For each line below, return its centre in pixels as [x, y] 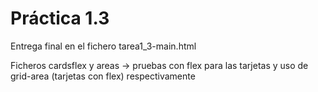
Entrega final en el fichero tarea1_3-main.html [103, 46]
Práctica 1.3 [60, 18]
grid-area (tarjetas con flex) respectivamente [103, 76]
